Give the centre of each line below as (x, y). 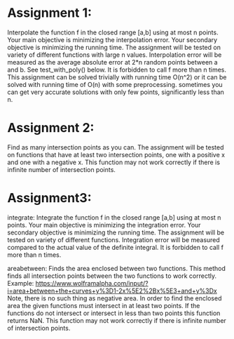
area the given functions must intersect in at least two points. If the (104, 305)
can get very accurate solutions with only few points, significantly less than (116, 92)
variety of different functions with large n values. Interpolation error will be (115, 55)
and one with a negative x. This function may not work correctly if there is (114, 162)
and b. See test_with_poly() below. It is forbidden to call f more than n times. (117, 69)
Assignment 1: (50, 13)
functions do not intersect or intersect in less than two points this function (114, 313)
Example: (21, 283)
